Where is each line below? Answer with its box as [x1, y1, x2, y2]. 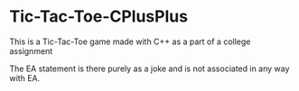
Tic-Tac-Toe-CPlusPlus [9, 6, 188, 27]
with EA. [9, 72, 41, 83]
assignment [9, 45, 53, 56]
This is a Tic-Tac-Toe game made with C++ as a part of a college [9, 36, 251, 47]
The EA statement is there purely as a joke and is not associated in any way [9, 63, 290, 74]
